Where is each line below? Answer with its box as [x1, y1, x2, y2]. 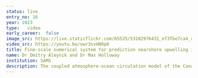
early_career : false [6, 30, 60, 36]
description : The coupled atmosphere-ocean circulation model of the [6, 63, 181, 69]
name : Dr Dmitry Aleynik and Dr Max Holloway [6, 52, 120, 58]
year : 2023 [6, 19, 33, 25]
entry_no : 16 [6, 14, 38, 20]
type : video [6, 25, 41, 31]
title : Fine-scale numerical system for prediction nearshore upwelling [6, 47, 189, 53]
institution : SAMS [6, 57, 51, 63]
